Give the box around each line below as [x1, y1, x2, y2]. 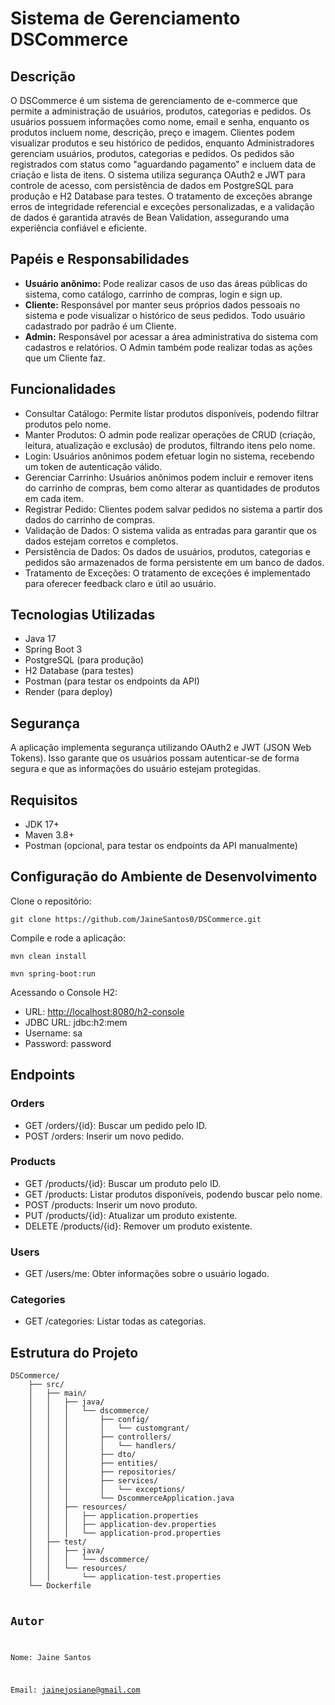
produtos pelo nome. [24, 418, 112, 430]
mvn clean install [10, 951, 87, 961]
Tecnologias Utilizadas [10, 607, 156, 624]
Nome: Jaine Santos [10, 1652, 92, 1662]
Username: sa [24, 1027, 83, 1039]
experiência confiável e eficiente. [10, 222, 147, 234]
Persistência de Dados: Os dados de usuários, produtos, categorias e [24, 545, 311, 557]
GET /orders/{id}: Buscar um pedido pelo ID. [24, 1119, 208, 1131]
